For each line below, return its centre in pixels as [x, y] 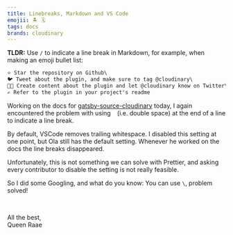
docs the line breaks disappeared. [56, 148]
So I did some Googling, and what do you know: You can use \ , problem [110, 183]
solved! [18, 190]
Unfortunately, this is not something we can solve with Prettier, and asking [113, 162]
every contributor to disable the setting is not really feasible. [93, 169]
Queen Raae [25, 225]
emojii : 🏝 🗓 [26, 20]
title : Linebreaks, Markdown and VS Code [68, 14]
